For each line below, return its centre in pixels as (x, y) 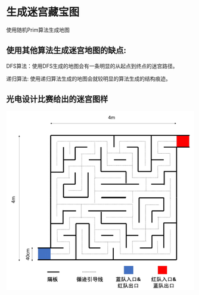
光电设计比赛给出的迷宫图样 (57, 99)
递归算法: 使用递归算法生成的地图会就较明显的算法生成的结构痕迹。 (88, 79)
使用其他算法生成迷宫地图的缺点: (66, 50)
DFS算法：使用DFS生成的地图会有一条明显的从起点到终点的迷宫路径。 (92, 66)
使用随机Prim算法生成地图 (38, 30)
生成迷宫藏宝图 (43, 12)
